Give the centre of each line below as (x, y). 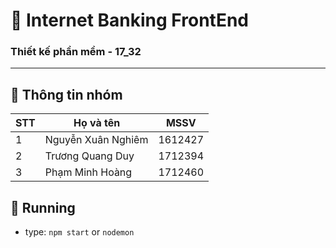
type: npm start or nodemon (79, 232)
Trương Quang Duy (89, 156)
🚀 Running (43, 207)
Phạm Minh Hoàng (88, 172)
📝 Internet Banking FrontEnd (129, 20)
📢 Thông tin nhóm (66, 94)
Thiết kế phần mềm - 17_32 (76, 52)
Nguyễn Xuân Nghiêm (96, 140)
